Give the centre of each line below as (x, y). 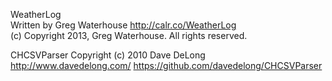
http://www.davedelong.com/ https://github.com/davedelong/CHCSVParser (166, 65)
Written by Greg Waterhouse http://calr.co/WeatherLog (123, 25)
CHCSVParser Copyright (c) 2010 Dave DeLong (108, 55)
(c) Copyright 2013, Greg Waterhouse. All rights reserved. (129, 35)
